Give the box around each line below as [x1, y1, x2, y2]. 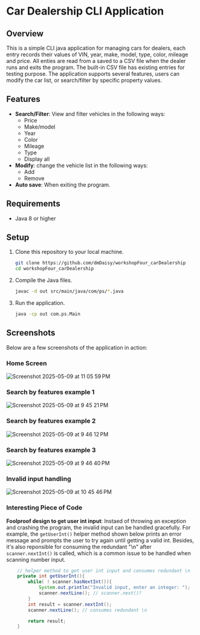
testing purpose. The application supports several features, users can [6, 70, 180, 77]
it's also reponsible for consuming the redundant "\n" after [6, 543, 152, 550]
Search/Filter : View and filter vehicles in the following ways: [15, 110, 166, 118]
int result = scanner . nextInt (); [28, 601, 112, 607]
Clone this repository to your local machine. [15, 248, 124, 256]
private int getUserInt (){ [17, 573, 85, 579]
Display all [24, 155, 50, 162]
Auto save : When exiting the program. [15, 181, 111, 188]
